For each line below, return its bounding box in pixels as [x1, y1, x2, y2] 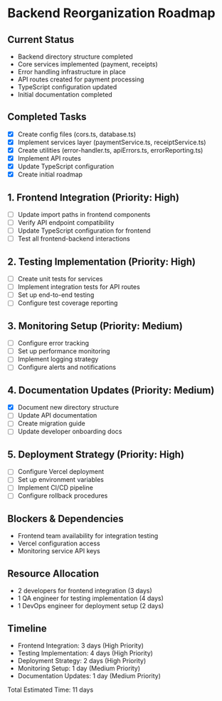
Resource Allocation [7, 568, 100, 580]
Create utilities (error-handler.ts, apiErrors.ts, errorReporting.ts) [17, 146, 203, 154]
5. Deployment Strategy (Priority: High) [7, 448, 185, 460]
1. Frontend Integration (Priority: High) [7, 191, 180, 203]
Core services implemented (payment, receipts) [17, 60, 158, 69]
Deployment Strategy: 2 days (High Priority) [17, 656, 147, 665]
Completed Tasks [7, 111, 87, 123]
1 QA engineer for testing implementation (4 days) [17, 594, 164, 602]
